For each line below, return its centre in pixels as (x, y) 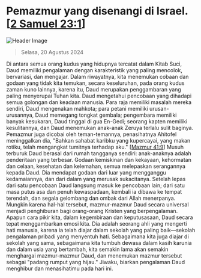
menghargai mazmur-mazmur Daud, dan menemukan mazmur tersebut (94, 255)
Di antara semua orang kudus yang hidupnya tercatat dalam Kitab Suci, (94, 64)
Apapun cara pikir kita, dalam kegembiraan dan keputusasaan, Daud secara (100, 217)
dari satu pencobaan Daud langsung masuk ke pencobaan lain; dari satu (95, 185)
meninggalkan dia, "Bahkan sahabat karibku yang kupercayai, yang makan (98, 140)
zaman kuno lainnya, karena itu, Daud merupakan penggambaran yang (94, 89)
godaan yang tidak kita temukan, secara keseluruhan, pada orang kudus (95, 83)
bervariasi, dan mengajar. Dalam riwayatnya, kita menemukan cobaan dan (97, 76)
